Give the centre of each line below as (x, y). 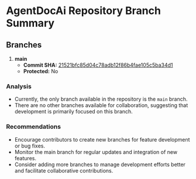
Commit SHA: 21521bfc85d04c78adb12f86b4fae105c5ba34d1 (98, 65)
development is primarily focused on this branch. (73, 112)
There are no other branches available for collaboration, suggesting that (101, 105)
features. (25, 158)
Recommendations (34, 127)
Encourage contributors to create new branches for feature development (102, 139)
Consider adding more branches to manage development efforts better (100, 164)
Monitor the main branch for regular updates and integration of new (96, 152)
